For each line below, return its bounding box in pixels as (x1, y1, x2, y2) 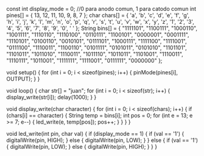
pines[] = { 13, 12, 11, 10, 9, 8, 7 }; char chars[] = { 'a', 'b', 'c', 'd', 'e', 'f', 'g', (6, 12, 190, 19)
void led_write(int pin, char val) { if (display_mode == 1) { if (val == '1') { (6, 130, 185, 137)
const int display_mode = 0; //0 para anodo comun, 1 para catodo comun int (6, 5, 197, 12)
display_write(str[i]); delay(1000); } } (6, 94, 97, 101)
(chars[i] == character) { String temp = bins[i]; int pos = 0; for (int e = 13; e (6, 112, 193, 119)
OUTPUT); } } (6, 76, 40, 82)
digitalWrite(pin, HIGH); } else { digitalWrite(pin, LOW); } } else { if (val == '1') (6, 136, 199, 144)
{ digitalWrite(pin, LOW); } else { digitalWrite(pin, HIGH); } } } (6, 143, 157, 150)
